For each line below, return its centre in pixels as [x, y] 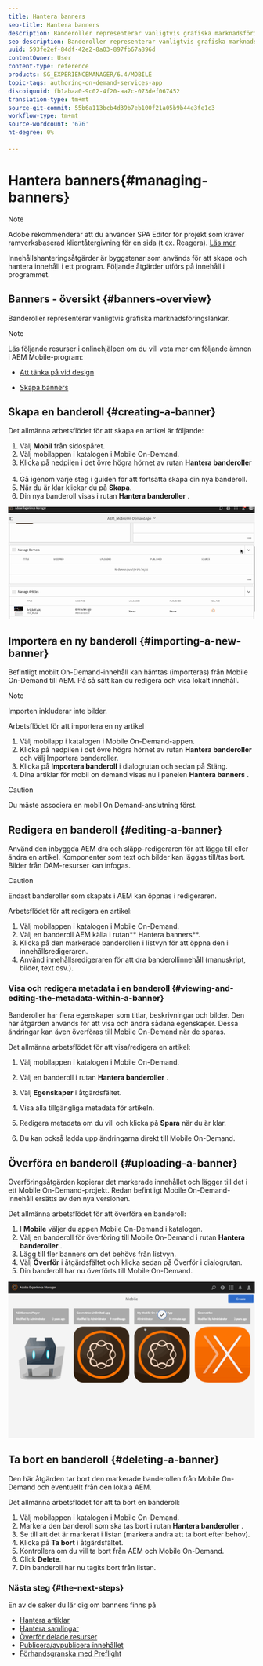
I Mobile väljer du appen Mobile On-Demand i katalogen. [111, 1229]
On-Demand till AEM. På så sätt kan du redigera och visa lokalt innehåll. [124, 681]
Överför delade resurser [58, 1637]
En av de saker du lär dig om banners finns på [82, 1605]
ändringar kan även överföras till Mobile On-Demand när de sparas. [117, 1032]
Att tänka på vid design [57, 372]
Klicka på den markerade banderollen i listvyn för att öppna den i [124, 943]
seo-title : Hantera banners [54, 25]
